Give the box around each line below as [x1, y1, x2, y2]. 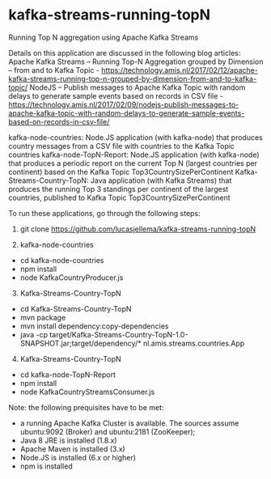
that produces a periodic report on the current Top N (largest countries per [8, 158, 257, 167]
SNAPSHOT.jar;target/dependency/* [19, 338, 142, 348]
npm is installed [19, 461, 73, 471]
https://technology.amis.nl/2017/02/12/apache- [100, 65, 259, 74]
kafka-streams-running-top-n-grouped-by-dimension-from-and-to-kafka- [8, 74, 257, 83]
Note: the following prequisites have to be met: [8, 402, 164, 412]
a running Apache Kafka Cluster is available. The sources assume [19, 418, 239, 428]
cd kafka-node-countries [19, 255, 104, 265]
